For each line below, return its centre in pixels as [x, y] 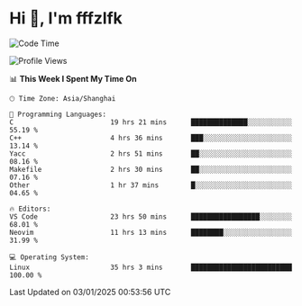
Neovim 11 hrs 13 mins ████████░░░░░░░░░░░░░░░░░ [151, 232]
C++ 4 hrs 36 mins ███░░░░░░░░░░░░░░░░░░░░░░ [151, 138]
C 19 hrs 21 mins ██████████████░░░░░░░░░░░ [151, 122]
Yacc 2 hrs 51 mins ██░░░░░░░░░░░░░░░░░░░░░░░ [151, 153]
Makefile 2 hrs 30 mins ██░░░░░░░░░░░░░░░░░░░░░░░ [151, 169]
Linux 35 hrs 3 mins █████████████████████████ [151, 267]
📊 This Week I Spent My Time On [73, 78]
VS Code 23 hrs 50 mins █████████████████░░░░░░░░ [151, 216]
